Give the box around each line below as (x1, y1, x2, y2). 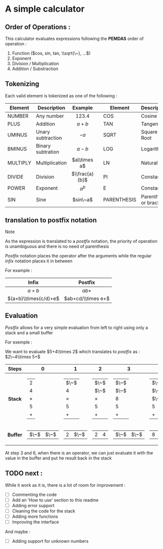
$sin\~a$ (72, 196, 93, 203)
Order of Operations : (5, 23, 71, 31)
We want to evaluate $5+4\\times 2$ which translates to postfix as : (5, 348, 140, 354)
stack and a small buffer (5, 329, 53, 335)
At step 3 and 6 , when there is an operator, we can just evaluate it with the (5, 450, 153, 456)
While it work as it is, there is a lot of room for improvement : (5, 482, 126, 488)
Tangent (141, 120, 160, 127)
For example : (5, 267, 33, 273)
